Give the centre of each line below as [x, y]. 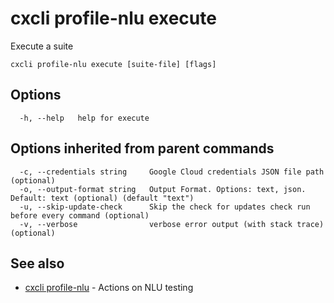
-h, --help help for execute [84, 118]
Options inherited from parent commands [142, 148]
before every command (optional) [80, 215]
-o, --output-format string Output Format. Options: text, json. [163, 189]
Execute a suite [42, 46]
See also [37, 263]
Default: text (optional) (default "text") [102, 198]
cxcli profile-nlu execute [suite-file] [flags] [113, 64]
